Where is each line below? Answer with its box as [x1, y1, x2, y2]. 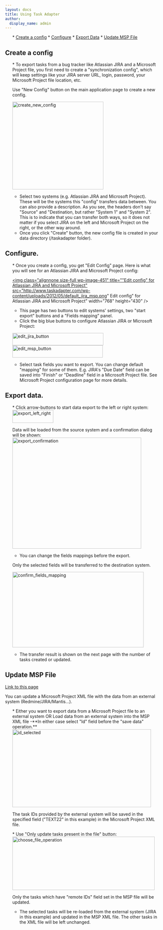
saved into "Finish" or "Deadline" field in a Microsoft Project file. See [19, 372, 158, 378]
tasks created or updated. [19, 656, 72, 663]
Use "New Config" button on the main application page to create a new [12, 87, 155, 93]
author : [5, 16, 21, 21]
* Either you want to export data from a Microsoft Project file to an [12, 708, 145, 714]
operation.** [12, 723, 38, 729]
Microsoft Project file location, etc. [12, 77, 81, 83]
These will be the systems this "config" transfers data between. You [19, 199, 156, 205]
